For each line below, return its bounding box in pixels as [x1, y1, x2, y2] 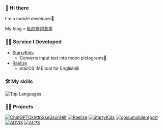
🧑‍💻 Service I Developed [5, 38, 62, 45]
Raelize [12, 60, 27, 66]
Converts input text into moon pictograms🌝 [19, 55, 107, 61]
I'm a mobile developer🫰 [5, 16, 54, 22]
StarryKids [12, 49, 34, 56]
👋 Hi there [5, 4, 29, 11]
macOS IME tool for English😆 [19, 65, 80, 71]
